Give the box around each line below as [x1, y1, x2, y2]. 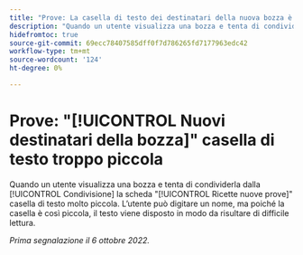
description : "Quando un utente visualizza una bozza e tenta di [9, 22, 260, 31]
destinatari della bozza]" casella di [9, 130, 275, 150]
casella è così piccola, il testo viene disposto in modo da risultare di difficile [9, 207, 289, 218]
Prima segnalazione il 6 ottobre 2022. [9, 234, 151, 245]
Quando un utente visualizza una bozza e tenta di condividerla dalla [9, 178, 262, 190]
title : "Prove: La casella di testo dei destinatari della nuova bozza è [9, 13, 293, 23]
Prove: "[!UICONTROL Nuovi [9, 110, 225, 131]
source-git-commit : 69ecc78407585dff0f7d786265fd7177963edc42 [9, 38, 248, 48]
